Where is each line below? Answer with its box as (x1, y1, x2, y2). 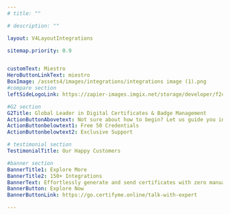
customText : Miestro (7, 66, 66, 73)
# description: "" (7, 22, 60, 29)
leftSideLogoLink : (7, 90, 60, 98)
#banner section (7, 160, 53, 166)
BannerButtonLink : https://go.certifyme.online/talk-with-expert (7, 192, 197, 199)
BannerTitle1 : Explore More (7, 166, 88, 173)
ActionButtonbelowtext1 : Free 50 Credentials (7, 123, 139, 129)
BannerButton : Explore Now (7, 186, 84, 192)
